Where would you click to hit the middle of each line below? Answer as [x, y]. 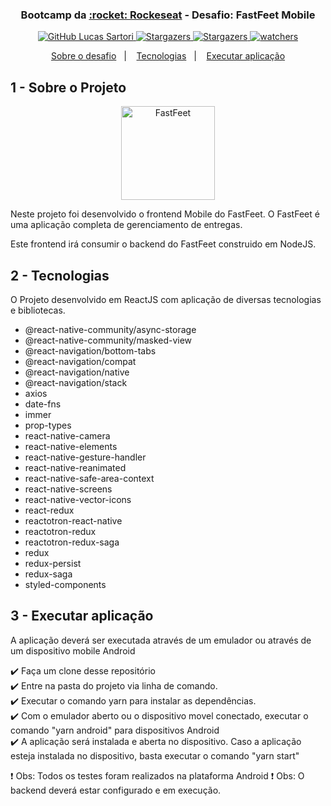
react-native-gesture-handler [85, 457]
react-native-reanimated [75, 467]
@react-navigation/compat [80, 361]
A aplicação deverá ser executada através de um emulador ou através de [161, 640]
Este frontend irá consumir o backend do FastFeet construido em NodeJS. [163, 244]
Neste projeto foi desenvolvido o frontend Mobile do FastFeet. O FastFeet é [165, 214]
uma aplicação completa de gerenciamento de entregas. [126, 225]
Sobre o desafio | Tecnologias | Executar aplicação [168, 56]
